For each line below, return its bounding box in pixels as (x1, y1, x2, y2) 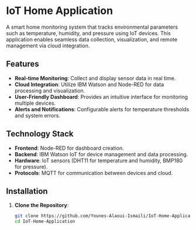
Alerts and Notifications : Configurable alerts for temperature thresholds (14, 105, 190, 112)
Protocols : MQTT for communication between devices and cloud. (14, 169, 173, 176)
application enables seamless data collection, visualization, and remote (6, 36, 177, 43)
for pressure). (14, 163, 48, 170)
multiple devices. (14, 99, 56, 107)
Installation (6, 186, 48, 196)
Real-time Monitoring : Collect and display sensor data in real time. (14, 74, 176, 81)
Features (6, 59, 39, 69)
